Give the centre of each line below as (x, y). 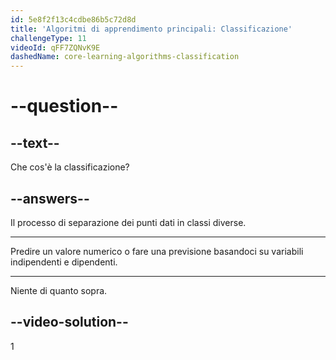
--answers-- (50, 198)
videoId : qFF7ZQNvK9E (55, 47)
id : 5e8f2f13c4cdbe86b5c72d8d (73, 19)
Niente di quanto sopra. (59, 290)
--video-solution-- (69, 322)
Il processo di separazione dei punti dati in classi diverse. (128, 222)
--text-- (35, 142)
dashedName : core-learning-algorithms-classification (125, 57)
